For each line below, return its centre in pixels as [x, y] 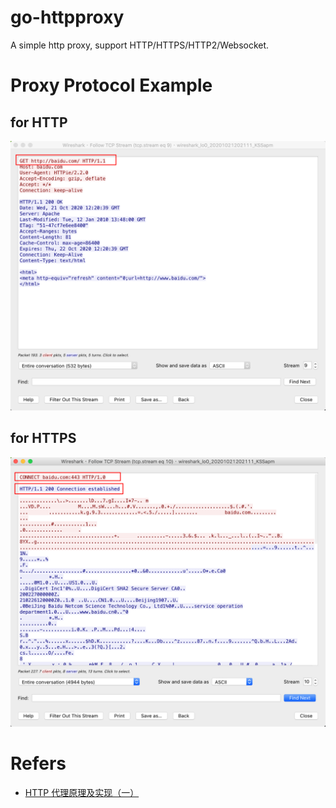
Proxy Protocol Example [111, 85]
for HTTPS [43, 438]
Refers [38, 763]
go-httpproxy [67, 17]
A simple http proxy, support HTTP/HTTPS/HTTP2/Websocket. [140, 45]
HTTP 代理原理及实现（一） [82, 792]
